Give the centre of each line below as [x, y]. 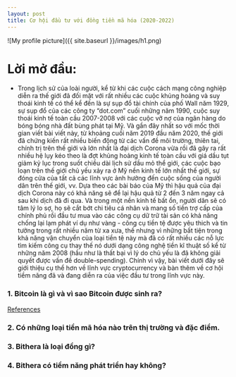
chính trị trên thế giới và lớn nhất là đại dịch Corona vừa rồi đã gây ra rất [122, 148]
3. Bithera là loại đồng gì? [51, 346]
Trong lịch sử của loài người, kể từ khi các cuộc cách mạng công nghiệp [122, 88]
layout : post [26, 14]
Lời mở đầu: [42, 69]
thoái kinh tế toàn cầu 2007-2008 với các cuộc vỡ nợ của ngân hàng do [122, 118]
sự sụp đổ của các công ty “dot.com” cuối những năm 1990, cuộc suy [119, 111]
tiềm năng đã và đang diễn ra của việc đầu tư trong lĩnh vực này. [111, 276]
